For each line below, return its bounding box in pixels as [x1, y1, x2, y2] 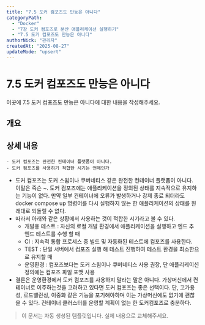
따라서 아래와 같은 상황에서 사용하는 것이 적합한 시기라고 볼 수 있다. [15, 215, 176, 222]
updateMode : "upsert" [6, 49, 62, 55]
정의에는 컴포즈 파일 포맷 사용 [24, 268, 95, 275]
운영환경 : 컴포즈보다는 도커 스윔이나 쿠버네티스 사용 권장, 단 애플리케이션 [24, 261, 199, 268]
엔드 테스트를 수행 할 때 [24, 230, 81, 237]
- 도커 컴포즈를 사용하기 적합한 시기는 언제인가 [6, 165, 110, 171]
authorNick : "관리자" [6, 37, 58, 43]
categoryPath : [6, 15, 43, 21]
